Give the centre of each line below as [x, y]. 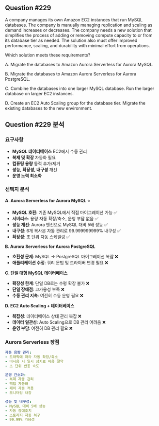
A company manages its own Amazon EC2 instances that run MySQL [74, 19]
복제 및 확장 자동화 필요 [34, 157]
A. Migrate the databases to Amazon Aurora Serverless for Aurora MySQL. [79, 64]
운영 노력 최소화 [27, 176]
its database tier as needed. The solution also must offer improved [71, 40]
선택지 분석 [17, 189]
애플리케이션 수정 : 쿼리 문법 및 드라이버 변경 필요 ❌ [60, 263]
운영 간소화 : [16, 375]
